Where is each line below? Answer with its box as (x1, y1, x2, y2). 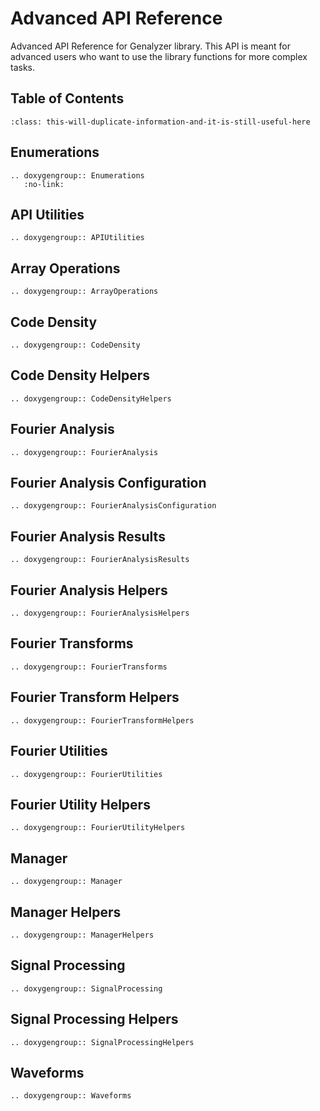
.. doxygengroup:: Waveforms (10, 1091, 132, 1101)
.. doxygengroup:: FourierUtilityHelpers (10, 823, 186, 833)
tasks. (10, 61, 36, 73)
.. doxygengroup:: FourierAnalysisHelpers (10, 608, 190, 619)
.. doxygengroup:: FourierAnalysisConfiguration (10, 501, 217, 511)
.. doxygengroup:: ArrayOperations (10, 287, 159, 297)
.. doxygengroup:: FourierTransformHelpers (10, 715, 195, 726)
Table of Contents (10, 90, 125, 107)
